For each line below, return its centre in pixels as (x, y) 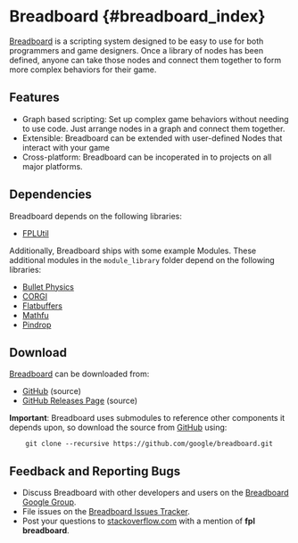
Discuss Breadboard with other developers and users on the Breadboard (155, 493)
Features (34, 98)
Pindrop (37, 325)
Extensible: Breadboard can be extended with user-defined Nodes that (152, 138)
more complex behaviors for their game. (83, 70)
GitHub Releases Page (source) (80, 401)
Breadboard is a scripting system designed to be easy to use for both (137, 41)
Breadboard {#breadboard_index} (137, 16)
